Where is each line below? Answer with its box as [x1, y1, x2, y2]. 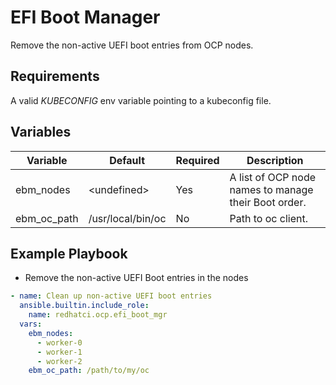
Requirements [10, 68, 100, 85]
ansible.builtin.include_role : [19, 301, 150, 311]
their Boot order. [229, 195, 307, 209]
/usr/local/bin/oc [88, 211, 167, 225]
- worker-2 [36, 356, 83, 366]
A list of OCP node [229, 170, 317, 184]
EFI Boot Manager [10, 6, 161, 29]
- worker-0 [36, 337, 83, 348]
